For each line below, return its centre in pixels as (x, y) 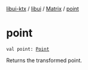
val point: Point (28, 49)
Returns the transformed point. (44, 60)
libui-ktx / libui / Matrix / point (43, 9)
